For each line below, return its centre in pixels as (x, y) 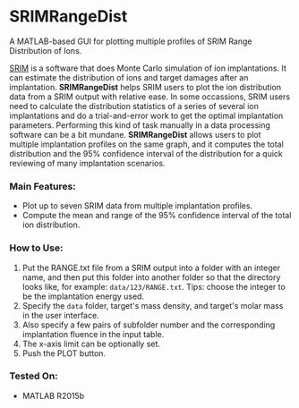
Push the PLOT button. (64, 353)
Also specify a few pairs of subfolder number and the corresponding (149, 325)
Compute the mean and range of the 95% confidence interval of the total (157, 216)
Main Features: (43, 186)
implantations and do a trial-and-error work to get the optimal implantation (146, 115)
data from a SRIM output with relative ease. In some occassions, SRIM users (150, 97)
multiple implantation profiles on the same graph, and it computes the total (146, 144)
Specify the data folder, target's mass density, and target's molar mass (153, 305)
